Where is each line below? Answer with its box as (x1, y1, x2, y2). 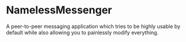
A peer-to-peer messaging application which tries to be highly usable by (6, 23, 181, 30)
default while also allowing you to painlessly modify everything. (6, 29, 159, 36)
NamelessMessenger (6, 3, 112, 17)
